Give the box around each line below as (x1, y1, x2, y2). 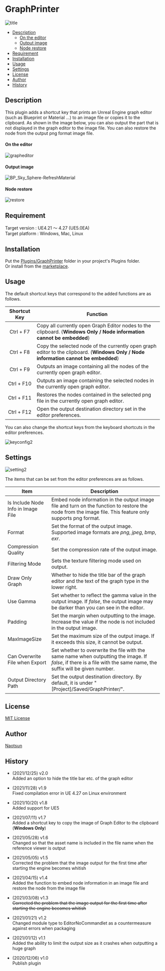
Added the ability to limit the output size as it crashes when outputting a (12, 940, 158, 946)
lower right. (51, 583, 78, 590)
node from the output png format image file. (5, 130, 94, 136)
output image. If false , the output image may (51, 598, 153, 605)
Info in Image (7, 505, 38, 512)
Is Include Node (7, 499, 44, 506)
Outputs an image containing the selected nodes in (36, 377, 154, 384)
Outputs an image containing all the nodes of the (36, 363, 149, 370)
